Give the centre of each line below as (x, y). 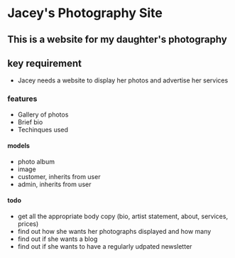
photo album (36, 161)
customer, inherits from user (59, 176)
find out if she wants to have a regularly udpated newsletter (105, 247)
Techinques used (43, 129)
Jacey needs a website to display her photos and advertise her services (123, 80)
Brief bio (30, 122)
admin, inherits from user (54, 184)
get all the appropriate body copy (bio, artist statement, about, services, (123, 216)
